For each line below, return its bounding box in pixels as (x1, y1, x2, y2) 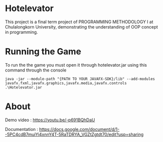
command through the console (5, 67, 66, 73)
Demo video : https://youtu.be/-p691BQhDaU (5, 117, 96, 123)
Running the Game (5, 46, 81, 57)
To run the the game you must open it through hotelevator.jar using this (5, 62, 147, 68)
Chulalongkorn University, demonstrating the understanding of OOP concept (5, 24, 158, 29)
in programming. (5, 29, 38, 35)
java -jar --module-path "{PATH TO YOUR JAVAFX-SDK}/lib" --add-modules (5, 76, 155, 81)
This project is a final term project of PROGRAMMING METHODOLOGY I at (5, 19, 154, 25)
